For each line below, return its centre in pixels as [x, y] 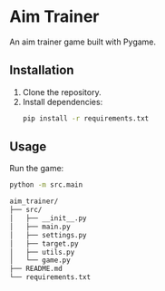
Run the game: [37, 169]
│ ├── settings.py [49, 235]
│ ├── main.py [40, 227]
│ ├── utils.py [42, 252]
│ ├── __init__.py [49, 218]
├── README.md [36, 269]
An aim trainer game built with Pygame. [83, 42]
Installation [42, 70]
